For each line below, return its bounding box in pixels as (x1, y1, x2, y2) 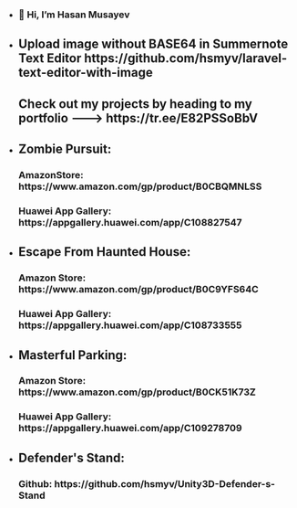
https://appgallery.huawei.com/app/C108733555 (17, 319, 242, 332)
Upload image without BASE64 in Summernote (17, 37, 289, 52)
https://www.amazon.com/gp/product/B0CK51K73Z (17, 386, 257, 398)
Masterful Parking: (17, 347, 128, 363)
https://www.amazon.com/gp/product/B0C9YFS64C (17, 283, 260, 296)
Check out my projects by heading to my (17, 96, 252, 111)
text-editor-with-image (17, 65, 153, 80)
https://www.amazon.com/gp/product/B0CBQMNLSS (17, 180, 262, 193)
